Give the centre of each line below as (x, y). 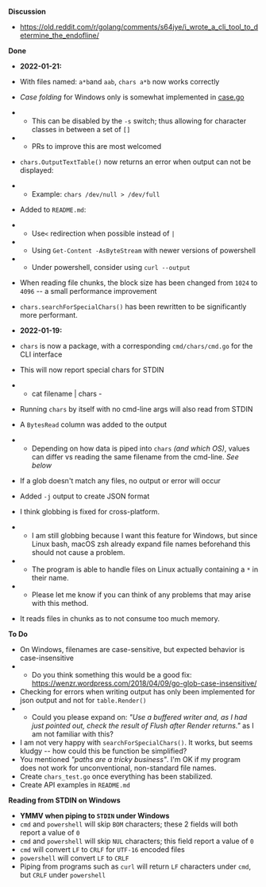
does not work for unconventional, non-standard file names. (118, 768)
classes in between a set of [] (81, 129)
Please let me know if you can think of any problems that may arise (141, 595)
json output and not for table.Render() (83, 700)
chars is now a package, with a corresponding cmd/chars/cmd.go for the (136, 346)
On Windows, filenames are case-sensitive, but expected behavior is (132, 649)
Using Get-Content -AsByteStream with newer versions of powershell (144, 250)
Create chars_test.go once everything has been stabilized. (116, 776)
